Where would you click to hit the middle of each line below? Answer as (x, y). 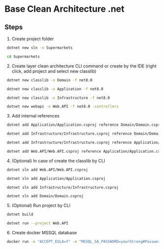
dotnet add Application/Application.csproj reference (63, 125)
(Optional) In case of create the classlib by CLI (59, 160)
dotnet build (20, 215)
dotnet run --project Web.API (37, 224)
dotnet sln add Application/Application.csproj (56, 179)
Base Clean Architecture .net (65, 9)
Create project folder (33, 39)
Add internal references (35, 116)
